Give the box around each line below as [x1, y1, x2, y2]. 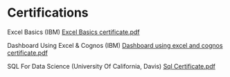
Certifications [7, 5, 89, 21]
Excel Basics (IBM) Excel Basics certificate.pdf [7, 28, 140, 36]
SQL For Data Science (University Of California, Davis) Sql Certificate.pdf [7, 62, 216, 70]
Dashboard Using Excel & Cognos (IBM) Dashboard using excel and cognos [7, 41, 223, 49]
